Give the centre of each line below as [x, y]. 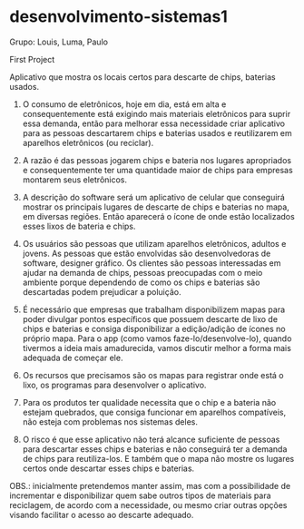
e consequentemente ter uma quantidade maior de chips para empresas [157, 170]
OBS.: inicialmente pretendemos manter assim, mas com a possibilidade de [150, 485]
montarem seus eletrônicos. [74, 180]
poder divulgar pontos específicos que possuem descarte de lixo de [150, 318]
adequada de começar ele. [73, 358]
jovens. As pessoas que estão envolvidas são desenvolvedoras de [147, 253]
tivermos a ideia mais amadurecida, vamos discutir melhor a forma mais [157, 348]
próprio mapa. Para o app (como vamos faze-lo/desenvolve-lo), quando [157, 338]
